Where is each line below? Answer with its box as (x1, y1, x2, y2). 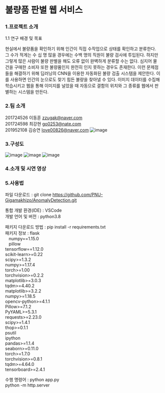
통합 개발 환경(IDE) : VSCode (5, 207, 62, 213)
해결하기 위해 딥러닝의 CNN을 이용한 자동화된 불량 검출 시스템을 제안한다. (14, 70, 155, 76)
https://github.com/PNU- (52, 192, 103, 197)
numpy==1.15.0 (8, 236, 39, 242)
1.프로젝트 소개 (5, 23, 38, 30)
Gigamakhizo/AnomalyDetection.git (5, 197, 77, 203)
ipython (5, 335, 21, 341)
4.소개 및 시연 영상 (5, 165, 46, 172)
